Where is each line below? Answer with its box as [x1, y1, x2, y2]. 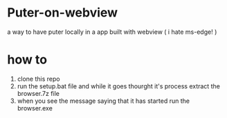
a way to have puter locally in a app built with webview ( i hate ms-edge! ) [7, 28, 217, 36]
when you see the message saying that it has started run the [17, 97, 190, 105]
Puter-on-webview [7, 5, 118, 21]
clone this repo [17, 75, 60, 83]
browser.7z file [17, 89, 60, 97]
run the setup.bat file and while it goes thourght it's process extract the [17, 81, 220, 90]
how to [7, 52, 47, 68]
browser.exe [17, 104, 53, 112]
